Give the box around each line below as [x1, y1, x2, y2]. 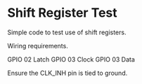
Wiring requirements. [7, 41, 68, 50]
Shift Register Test [7, 5, 117, 21]
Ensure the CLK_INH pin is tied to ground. [7, 69, 128, 77]
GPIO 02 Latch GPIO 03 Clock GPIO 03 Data [7, 55, 136, 64]
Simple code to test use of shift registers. [7, 28, 127, 36]
